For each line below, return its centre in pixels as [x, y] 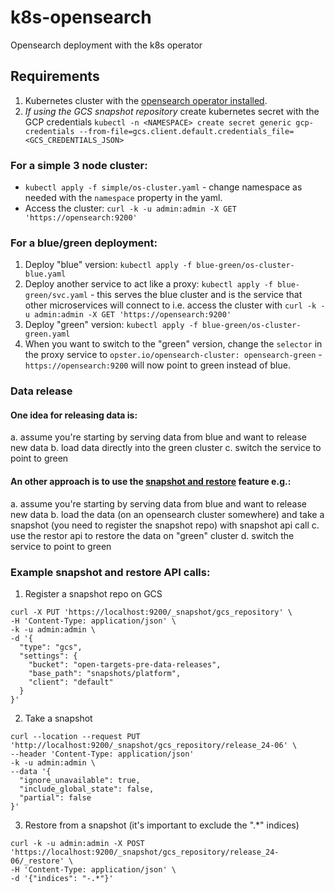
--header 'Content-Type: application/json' [102, 754]
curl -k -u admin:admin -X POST [77, 843]
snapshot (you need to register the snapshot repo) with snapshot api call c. [165, 525]
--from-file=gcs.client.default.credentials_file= [186, 131]
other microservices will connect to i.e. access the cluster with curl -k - [175, 305]
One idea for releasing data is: [74, 415]
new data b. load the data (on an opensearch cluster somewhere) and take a [167, 514]
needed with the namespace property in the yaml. [123, 198]
